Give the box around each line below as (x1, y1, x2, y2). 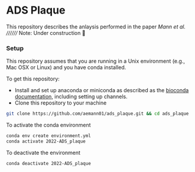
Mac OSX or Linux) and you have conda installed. (6, 64, 126, 71)
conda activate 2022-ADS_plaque (6, 138, 86, 144)
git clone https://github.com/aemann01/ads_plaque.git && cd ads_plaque (6, 111, 189, 117)
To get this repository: (6, 75, 60, 83)
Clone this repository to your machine (14, 99, 107, 106)
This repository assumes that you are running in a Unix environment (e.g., (6, 57, 185, 65)
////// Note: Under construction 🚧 (6, 29, 86, 36)
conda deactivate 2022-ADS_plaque (6, 160, 92, 166)
